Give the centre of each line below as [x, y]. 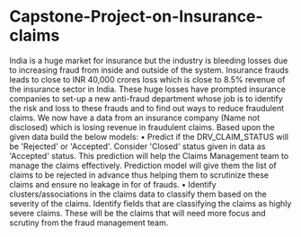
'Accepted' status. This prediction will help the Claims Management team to [149, 155]
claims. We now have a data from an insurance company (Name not [135, 118]
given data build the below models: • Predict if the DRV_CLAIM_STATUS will [149, 136]
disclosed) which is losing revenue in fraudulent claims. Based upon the [142, 127]
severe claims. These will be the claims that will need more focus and [138, 213]
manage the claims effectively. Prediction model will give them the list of [143, 165]
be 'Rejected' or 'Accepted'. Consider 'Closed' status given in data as [137, 146]
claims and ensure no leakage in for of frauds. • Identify [113, 184]
